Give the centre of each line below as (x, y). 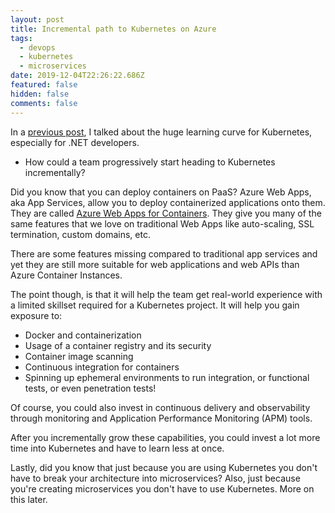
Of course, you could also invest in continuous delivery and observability (160, 407)
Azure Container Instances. (66, 275)
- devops (37, 47)
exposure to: (36, 315)
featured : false (44, 85)
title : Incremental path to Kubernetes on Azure (113, 29)
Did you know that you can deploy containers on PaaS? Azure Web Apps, (161, 192)
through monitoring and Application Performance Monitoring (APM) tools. (161, 418)
